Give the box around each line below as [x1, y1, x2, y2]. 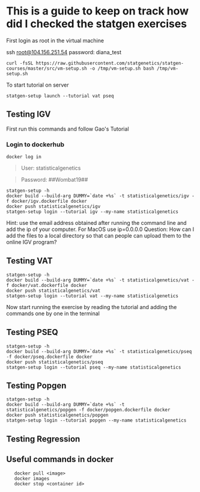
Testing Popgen [6, 381, 67, 391]
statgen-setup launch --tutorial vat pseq [6, 93, 114, 99]
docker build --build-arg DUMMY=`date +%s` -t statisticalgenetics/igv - [6, 193, 195, 199]
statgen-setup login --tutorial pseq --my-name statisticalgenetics [6, 364, 181, 371]
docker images [14, 475, 50, 482]
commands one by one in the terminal [6, 310, 100, 317]
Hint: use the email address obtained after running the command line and [6, 220, 187, 227]
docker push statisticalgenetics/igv [6, 203, 101, 210]
